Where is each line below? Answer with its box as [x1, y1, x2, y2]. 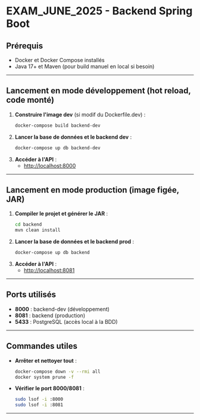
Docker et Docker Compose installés [14, 57, 105, 63]
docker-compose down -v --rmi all [14, 369, 101, 375]
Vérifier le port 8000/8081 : [14, 385, 85, 392]
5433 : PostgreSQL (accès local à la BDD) [14, 318, 118, 325]
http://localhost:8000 [23, 162, 76, 169]
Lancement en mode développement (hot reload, [6, 85, 191, 96]
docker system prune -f [14, 374, 74, 380]
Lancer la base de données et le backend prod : [14, 238, 135, 246]
